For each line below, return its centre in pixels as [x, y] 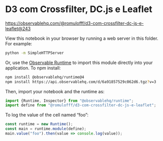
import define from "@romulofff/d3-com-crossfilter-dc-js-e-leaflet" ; [81, 105]
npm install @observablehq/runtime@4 [45, 77]
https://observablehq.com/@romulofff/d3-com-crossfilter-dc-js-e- [75, 23]
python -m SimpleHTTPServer [35, 53]
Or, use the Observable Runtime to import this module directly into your [79, 62]
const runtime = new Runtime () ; [39, 124]
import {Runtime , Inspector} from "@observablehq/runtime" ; [70, 101]
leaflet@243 [18, 28]
